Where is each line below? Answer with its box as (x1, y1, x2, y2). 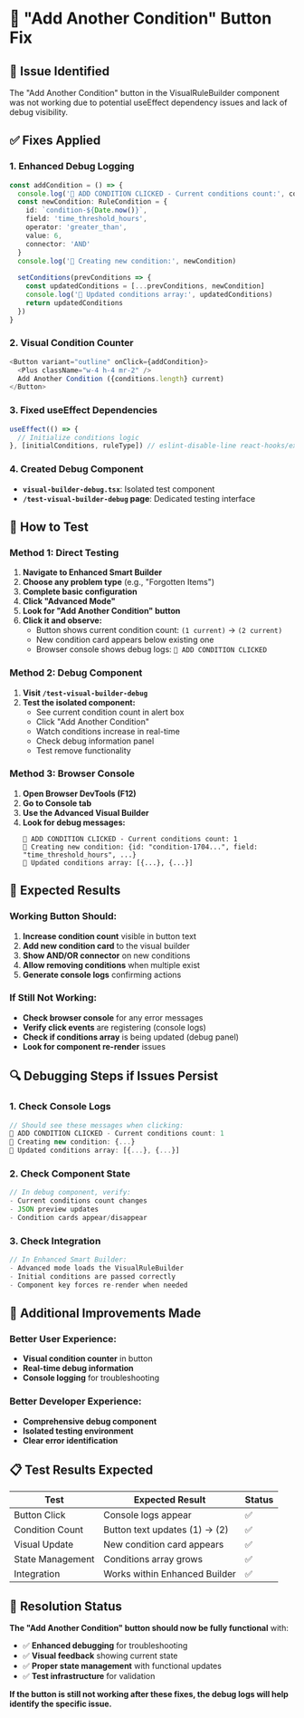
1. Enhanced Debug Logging (9, 160, 135, 173)
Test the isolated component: (22, 696, 136, 707)
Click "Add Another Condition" (35, 715, 149, 727)
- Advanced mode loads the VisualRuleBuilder (9, 1263, 184, 1272)
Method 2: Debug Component (9, 667, 143, 679)
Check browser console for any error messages (22, 1012, 204, 1022)
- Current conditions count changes (9, 1196, 147, 1205)
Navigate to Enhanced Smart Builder (22, 567, 163, 578)
